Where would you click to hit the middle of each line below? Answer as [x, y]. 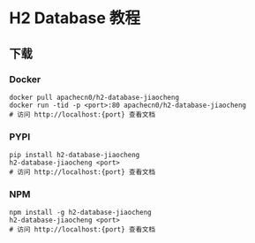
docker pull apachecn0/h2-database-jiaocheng [94, 97]
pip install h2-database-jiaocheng [75, 156]
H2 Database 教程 [75, 18]
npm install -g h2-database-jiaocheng [80, 213]
